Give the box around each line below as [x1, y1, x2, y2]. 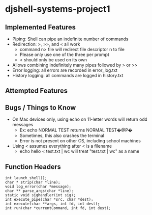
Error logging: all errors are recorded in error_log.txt [12, 67, 118, 73]
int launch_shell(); [5, 176, 48, 181]
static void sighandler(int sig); [5, 193, 76, 198]
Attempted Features [5, 87, 68, 95]
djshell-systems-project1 [5, 3, 111, 15]
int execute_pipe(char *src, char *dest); [5, 197, 93, 202]
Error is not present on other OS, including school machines [19, 138, 141, 144]
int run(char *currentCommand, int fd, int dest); [5, 206, 111, 211]
